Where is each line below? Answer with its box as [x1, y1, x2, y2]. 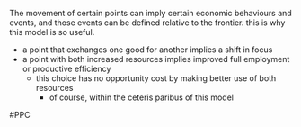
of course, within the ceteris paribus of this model [49, 92, 234, 103]
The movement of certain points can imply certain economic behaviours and [9, 8, 292, 18]
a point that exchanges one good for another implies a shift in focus [22, 44, 273, 55]
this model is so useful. [9, 27, 95, 37]
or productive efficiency [22, 63, 111, 74]
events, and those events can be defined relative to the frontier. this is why [9, 17, 286, 28]
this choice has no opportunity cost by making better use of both [35, 73, 277, 84]
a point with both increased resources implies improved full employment [22, 54, 290, 64]
